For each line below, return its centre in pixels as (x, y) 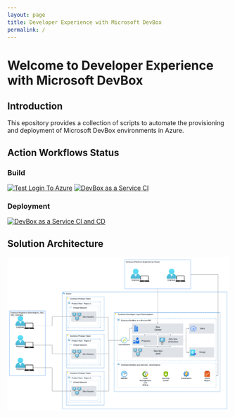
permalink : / (26, 30)
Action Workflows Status (63, 152)
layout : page (26, 15)
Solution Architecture (56, 244)
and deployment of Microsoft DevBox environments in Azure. (96, 131)
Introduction (35, 106)
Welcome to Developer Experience (110, 65)
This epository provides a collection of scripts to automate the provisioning (116, 123)
